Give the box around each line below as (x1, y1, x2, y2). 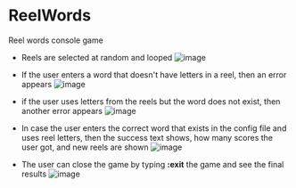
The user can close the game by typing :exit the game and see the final (21, 159, 284, 169)
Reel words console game (8, 35, 103, 45)
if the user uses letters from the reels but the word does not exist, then (21, 95, 281, 107)
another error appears (21, 105, 103, 116)
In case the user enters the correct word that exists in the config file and (21, 122, 287, 134)
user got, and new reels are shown (21, 142, 149, 152)
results (21, 168, 47, 179)
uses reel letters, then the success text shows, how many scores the (21, 132, 274, 143)
